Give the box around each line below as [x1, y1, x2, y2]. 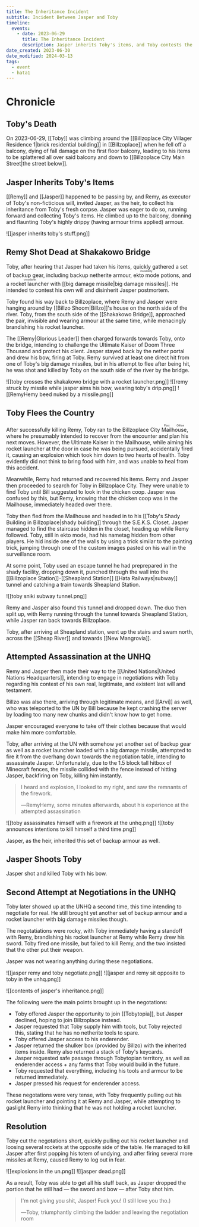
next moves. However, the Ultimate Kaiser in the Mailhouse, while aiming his [6, 438, 192, 446]
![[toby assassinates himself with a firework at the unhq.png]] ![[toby [6, 819, 174, 826]
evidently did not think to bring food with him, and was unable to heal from [6, 457, 188, 465]
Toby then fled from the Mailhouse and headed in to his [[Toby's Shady [6, 512, 180, 519]
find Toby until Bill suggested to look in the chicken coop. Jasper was [6, 488, 176, 495]
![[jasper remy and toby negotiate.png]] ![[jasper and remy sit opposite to [6, 969, 185, 977]
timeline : [6, 20, 31, 26]
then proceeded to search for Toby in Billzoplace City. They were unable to [6, 482, 189, 489]
